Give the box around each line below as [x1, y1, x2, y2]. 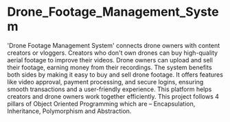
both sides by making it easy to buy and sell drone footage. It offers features [7, 70, 223, 79]
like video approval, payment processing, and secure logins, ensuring [7, 77, 204, 86]
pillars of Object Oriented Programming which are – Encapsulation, [7, 99, 196, 108]
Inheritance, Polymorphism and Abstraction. [7, 107, 132, 115]
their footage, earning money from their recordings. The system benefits [7, 63, 212, 71]
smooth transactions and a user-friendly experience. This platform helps [7, 85, 212, 93]
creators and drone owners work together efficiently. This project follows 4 [7, 92, 220, 100]
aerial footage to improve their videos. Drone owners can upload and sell [7, 56, 213, 64]
